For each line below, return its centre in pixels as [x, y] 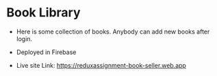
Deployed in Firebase [46, 52]
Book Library [43, 13]
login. [24, 38]
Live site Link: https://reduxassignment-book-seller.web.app [101, 65]
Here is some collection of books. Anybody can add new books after [113, 31]
